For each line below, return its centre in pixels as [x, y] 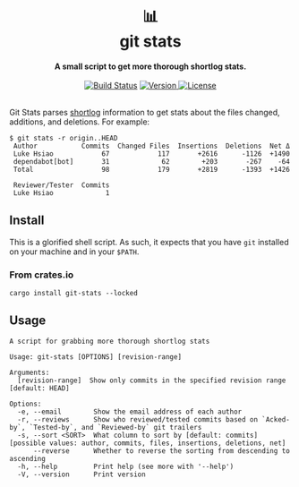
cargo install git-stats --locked [74, 294]
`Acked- [276, 419]
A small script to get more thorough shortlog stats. [150, 66]
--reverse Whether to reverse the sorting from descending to [162, 451]
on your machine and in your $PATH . [74, 252]
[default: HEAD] [39, 388]
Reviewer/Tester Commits [61, 185]
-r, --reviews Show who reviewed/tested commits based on [137, 419]
